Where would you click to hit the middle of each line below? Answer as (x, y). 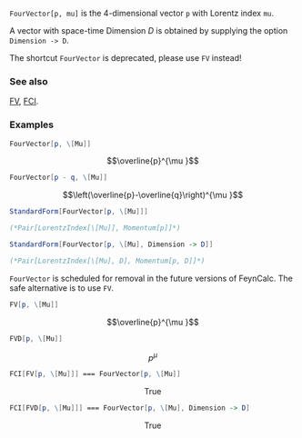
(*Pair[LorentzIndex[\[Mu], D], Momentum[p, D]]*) (107, 261)
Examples (32, 124)
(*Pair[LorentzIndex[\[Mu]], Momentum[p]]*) (95, 228)
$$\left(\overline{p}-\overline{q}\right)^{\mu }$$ (153, 195)
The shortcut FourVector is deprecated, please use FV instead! (126, 58)
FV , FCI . (24, 101)
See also (29, 81)
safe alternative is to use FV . (62, 288)
